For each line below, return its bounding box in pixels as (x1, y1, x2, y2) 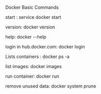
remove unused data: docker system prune (5, 83, 96, 89)
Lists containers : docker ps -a (5, 53, 70, 59)
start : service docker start (5, 14, 62, 20)
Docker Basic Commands (5, 5, 59, 10)
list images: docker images (5, 64, 62, 69)
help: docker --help (5, 34, 47, 40)
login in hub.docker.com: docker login (5, 44, 86, 50)
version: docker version (5, 24, 55, 30)
